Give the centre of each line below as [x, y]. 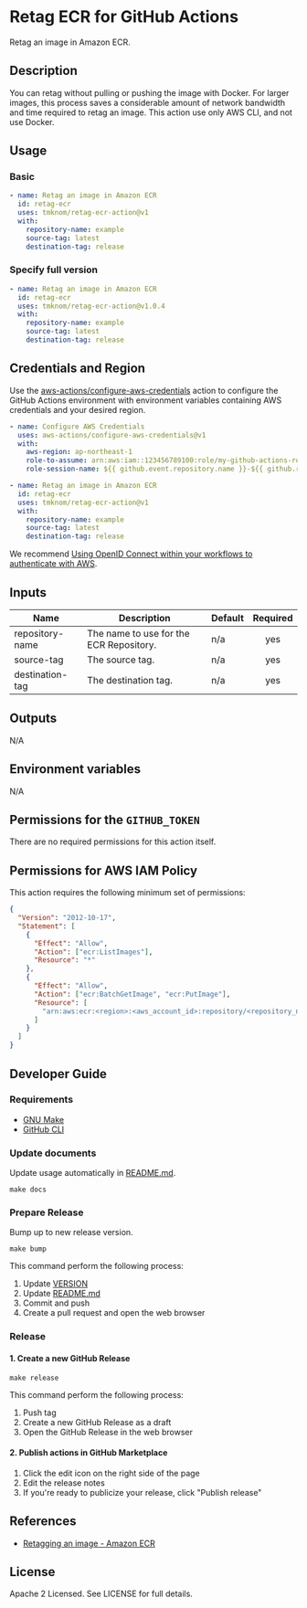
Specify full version [54, 270]
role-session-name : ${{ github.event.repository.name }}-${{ [144, 469]
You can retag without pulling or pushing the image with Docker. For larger [149, 92]
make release [34, 1378]
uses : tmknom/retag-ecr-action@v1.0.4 [92, 306]
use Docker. [32, 122]
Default [228, 618]
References [43, 1522]
